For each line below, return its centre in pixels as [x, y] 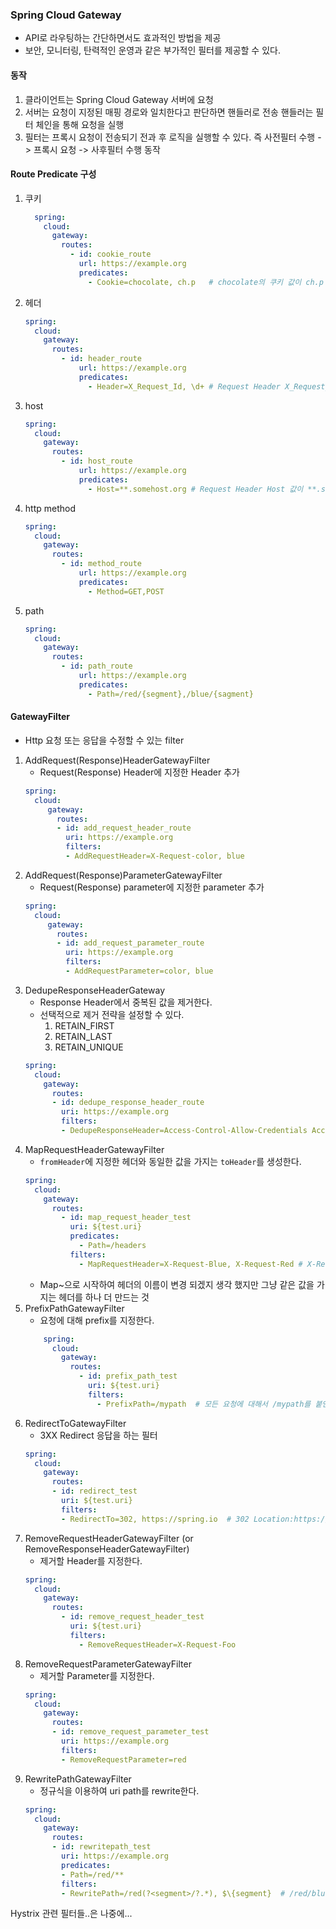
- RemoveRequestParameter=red [124, 1759]
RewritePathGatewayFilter [78, 1779]
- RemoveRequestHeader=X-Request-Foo [157, 1644]
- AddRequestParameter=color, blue [139, 971]
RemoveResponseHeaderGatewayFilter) [107, 1549]
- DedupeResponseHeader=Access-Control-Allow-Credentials [184, 1131]
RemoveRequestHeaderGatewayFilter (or [109, 1538]
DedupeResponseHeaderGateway [95, 990]
